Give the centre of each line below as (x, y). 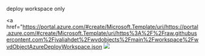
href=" (15, 27)
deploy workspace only (36, 9)
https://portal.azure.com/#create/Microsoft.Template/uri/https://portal (110, 27)
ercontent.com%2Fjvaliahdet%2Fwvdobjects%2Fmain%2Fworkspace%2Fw (103, 39)
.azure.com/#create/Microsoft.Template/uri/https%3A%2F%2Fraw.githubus (102, 33)
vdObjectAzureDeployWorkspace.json (54, 47)
